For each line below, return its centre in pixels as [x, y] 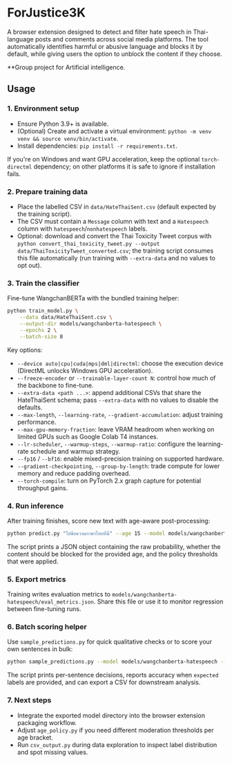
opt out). [29, 265]
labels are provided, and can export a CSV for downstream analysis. [104, 682]
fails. [14, 173]
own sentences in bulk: [40, 649]
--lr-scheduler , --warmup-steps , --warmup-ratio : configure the [106, 444]
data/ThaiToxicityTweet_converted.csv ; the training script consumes [115, 251]
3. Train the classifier [43, 283]
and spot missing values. [52, 752]
